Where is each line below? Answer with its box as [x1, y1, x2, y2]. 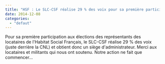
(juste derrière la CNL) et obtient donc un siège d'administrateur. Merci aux [5, 44, 157, 50]
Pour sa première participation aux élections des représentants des [5, 34, 141, 40]
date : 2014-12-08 [5, 12, 41, 16]
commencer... [5, 54, 33, 61]
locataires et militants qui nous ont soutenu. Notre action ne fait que [5, 49, 142, 55]
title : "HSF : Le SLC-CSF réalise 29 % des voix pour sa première [5, 7, 144, 12]
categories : [5, 16, 29, 21]
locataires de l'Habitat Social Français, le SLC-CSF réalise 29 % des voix [5, 39, 152, 45]
